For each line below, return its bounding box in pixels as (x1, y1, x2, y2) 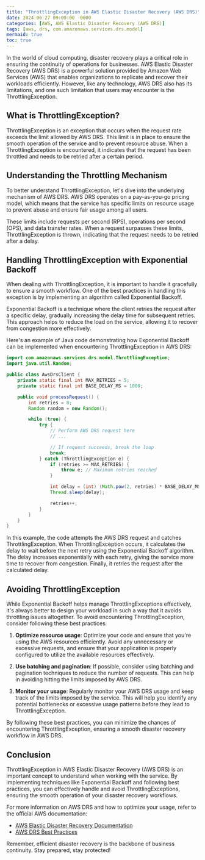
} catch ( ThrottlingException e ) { (38, 456, 130, 462)
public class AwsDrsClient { (6, 371, 81, 378)
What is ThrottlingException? (6, 110, 120, 121)
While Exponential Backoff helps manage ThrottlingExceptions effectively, (6, 600, 192, 607)
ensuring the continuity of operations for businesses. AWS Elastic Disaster (6, 60, 193, 68)
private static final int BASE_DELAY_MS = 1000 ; (17, 382, 143, 389)
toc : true (6, 37, 32, 43)
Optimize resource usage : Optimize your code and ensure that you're (15, 632, 192, 639)
